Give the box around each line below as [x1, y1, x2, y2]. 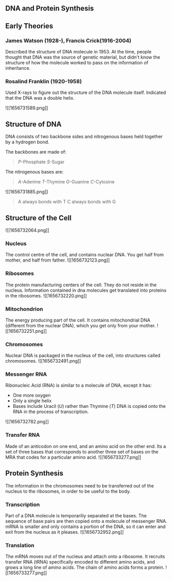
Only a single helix [12, 398, 52, 404]
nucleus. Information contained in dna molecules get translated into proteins [5, 287, 167, 293]
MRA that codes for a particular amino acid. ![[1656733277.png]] [5, 454, 141, 460]
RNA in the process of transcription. [12, 408, 89, 415]
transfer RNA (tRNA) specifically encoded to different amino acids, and [5, 559, 155, 565]
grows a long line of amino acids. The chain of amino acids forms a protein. [5, 565, 165, 571]
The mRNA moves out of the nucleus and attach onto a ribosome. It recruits [5, 553, 165, 559]
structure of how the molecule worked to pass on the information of [5, 60, 149, 66]
